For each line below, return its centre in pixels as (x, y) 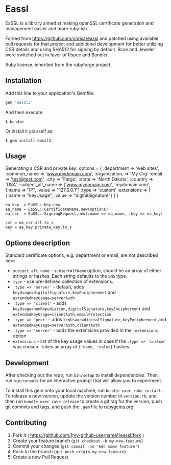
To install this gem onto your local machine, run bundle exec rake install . (84, 391)
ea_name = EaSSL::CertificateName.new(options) (57, 209)
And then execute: (25, 112)
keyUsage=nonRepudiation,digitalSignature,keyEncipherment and (81, 309)
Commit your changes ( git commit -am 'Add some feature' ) (76, 446)
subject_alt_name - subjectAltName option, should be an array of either (87, 271)
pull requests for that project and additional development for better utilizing (84, 43)
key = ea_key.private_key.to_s (39, 227)
